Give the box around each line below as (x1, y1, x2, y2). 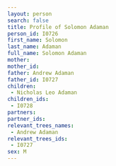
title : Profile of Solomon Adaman (7, 23, 110, 30)
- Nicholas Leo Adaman (10, 89, 78, 96)
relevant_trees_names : (7, 121, 74, 129)
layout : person (7, 10, 52, 18)
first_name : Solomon (7, 37, 69, 44)
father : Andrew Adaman (7, 69, 74, 76)
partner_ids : (7, 115, 46, 122)
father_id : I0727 (7, 76, 59, 83)
